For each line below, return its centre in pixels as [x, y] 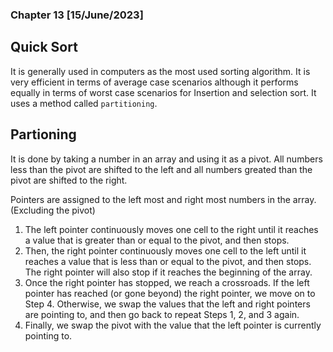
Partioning [43, 134]
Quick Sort [44, 47]
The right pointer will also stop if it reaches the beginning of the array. [168, 272]
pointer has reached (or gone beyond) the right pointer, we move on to [170, 293]
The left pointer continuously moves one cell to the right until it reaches [171, 229]
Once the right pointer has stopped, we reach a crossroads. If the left [167, 282]
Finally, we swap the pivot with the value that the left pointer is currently [173, 325]
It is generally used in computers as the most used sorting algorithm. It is [160, 71]
